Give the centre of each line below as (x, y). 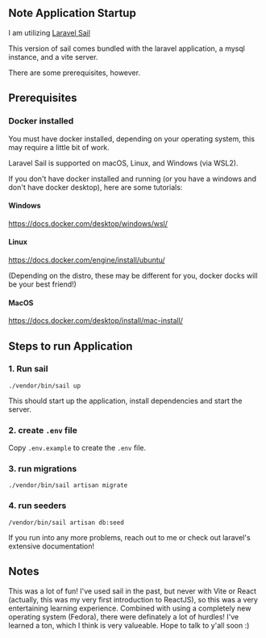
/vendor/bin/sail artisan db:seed (66, 523)
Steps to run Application (71, 346)
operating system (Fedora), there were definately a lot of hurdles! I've (124, 616)
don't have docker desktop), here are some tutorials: (96, 187)
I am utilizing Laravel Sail (50, 32)
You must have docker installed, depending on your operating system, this (132, 139)
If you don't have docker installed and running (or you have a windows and (132, 178)
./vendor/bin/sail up (45, 386)
